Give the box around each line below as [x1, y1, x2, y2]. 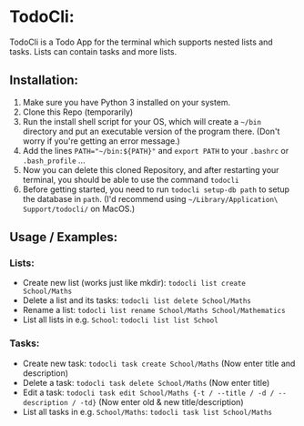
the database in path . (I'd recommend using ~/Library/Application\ [22, 193, 279, 204]
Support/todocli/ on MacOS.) [22, 203, 136, 214]
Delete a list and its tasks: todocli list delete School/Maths [22, 295, 252, 306]
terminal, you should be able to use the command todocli [22, 174, 239, 185]
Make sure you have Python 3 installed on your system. [22, 96, 231, 107]
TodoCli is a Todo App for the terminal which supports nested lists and [9, 36, 273, 47]
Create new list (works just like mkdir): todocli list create [22, 278, 247, 289]
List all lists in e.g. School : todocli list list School [22, 314, 218, 325]
